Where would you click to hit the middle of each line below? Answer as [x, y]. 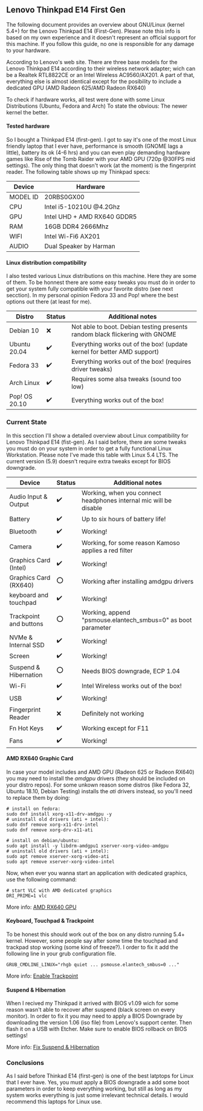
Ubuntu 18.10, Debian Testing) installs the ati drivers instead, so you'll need [99, 791]
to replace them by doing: [38, 797]
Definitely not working [113, 713]
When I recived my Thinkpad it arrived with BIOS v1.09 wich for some [92, 1003]
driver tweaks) [92, 369]
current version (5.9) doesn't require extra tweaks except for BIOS [89, 461]
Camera [21, 546]
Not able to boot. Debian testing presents [130, 327]
